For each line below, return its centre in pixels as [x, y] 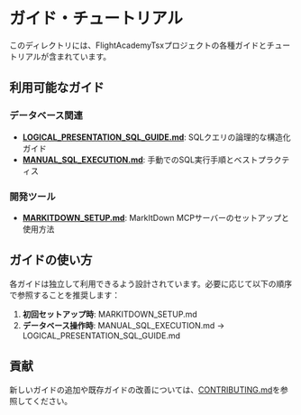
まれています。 [84, 56]
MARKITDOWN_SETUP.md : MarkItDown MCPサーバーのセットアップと [156, 217]
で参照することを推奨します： [64, 295]
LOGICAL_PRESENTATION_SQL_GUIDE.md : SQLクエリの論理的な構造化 [156, 137]
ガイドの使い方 [51, 260]
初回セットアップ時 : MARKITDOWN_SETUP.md [110, 314]
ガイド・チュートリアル [96, 18]
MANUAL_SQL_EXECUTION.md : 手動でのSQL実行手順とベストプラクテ [156, 160]
